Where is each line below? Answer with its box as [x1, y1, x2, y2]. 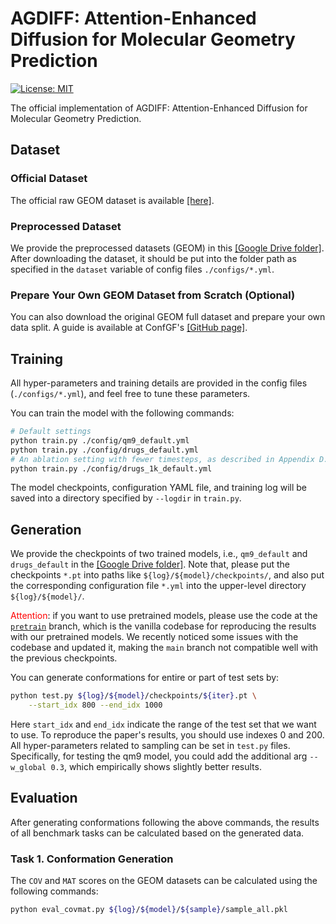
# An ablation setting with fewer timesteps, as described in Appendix [10, 454, 315, 464]
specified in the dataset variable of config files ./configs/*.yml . [10, 263, 275, 275]
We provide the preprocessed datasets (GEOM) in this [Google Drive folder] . [10, 242, 325, 254]
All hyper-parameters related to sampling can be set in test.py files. [10, 739, 291, 751]
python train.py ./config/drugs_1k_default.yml [10, 463, 213, 474]
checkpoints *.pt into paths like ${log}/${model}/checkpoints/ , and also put [10, 569, 325, 581]
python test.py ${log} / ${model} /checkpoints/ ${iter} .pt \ [10, 691, 257, 701]
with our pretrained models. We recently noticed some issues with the [10, 631, 299, 643]
